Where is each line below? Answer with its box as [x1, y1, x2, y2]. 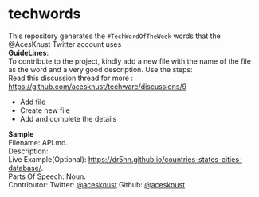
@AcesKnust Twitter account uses [8, 39, 122, 48]
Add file [19, 97, 46, 106]
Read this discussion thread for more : [8, 73, 134, 83]
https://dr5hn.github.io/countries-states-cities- [88, 154, 243, 164]
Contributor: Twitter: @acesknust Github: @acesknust [8, 180, 186, 189]
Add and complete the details [19, 114, 117, 123]
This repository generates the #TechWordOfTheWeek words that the [8, 31, 221, 41]
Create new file [19, 105, 70, 115]
